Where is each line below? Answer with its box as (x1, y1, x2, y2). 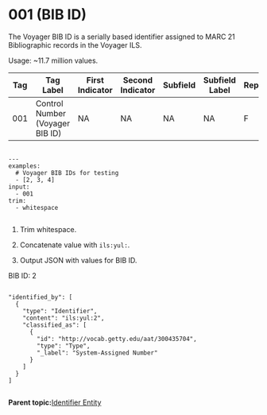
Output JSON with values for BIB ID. (19, 255, 137, 265)
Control (35, 98, 64, 109)
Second (122, 74, 153, 85)
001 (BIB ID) (8, 6, 87, 24)
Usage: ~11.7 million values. (8, 56, 99, 65)
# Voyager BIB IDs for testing (15, 169, 119, 176)
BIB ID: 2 (8, 270, 37, 280)
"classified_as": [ (22, 320, 87, 329)
